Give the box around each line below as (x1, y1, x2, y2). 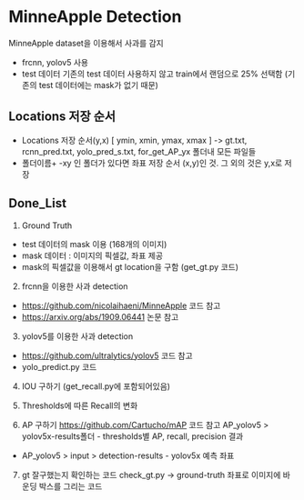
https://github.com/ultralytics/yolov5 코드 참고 (21, 350, 193, 361)
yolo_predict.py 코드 (21, 361, 97, 372)
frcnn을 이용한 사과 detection (21, 280, 128, 292)
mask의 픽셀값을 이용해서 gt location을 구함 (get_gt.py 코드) (21, 261, 238, 272)
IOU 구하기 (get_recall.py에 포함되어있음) (21, 380, 170, 392)
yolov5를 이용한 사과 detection (21, 330, 134, 342)
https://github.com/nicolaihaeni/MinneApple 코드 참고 (21, 300, 221, 311)
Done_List (8, 195, 67, 211)
